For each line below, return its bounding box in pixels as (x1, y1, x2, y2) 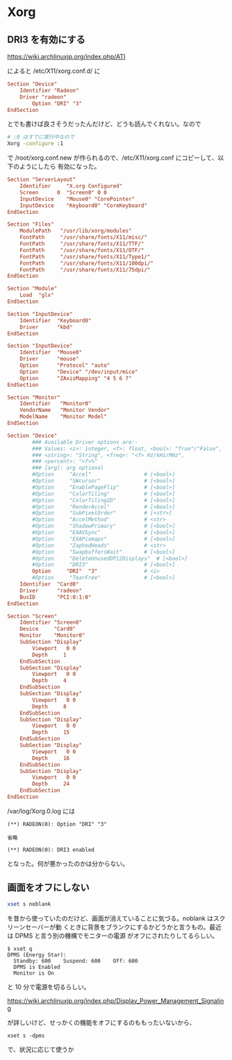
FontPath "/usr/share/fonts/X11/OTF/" (19, 247, 144, 254)
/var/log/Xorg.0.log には (7, 806, 75, 815)
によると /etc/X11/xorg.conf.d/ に (7, 67, 101, 75)
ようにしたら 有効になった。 (19, 163, 101, 171)
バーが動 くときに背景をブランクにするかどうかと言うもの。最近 (37, 922, 222, 931)
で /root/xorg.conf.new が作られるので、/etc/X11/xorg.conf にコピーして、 (7, 154, 218, 162)
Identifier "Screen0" (19, 619, 82, 626)
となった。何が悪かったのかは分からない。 (7, 859, 129, 868)
